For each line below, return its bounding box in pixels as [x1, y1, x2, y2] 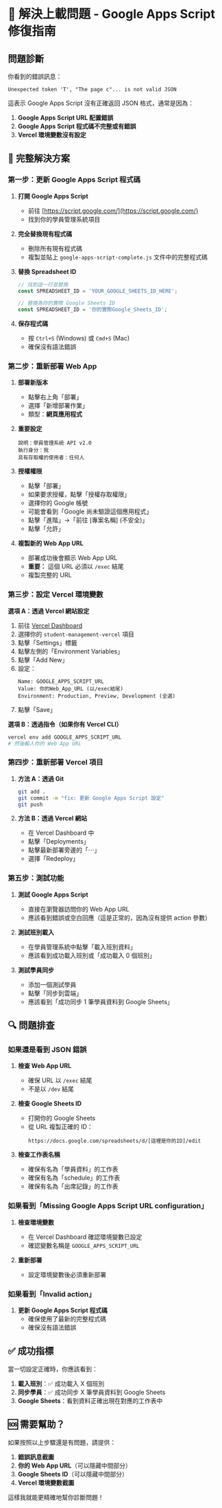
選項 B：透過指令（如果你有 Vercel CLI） [8, 720, 123, 728]
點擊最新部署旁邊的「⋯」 [27, 846, 101, 855]
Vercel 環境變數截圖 [17, 1478, 75, 1487]
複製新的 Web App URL [17, 540, 84, 548]
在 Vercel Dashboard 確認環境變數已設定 [27, 1233, 143, 1241]
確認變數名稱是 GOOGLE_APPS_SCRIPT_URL [27, 1241, 140, 1249]
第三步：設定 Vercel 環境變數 [8, 590, 103, 599]
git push [17, 801, 43, 808]
